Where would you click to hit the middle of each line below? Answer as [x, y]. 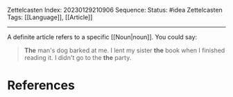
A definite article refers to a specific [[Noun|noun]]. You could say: [102, 37]
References [41, 86]
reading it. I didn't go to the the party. [78, 57]
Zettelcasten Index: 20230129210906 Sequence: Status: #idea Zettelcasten [115, 10]
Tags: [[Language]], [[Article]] [50, 17]
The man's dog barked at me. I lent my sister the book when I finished [124, 50]
